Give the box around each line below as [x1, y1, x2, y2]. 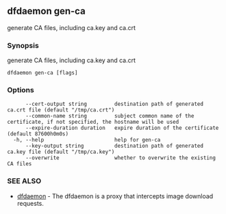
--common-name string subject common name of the [25, 113, 194, 120]
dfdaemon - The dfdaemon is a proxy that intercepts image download [16, 191, 214, 200]
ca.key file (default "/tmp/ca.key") [7, 148, 115, 156]
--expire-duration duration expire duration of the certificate [25, 124, 219, 132]
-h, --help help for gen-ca [13, 137, 161, 144]
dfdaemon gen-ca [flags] [7, 70, 78, 77]
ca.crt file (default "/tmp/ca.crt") [7, 107, 115, 113]
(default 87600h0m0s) [7, 131, 69, 137]
